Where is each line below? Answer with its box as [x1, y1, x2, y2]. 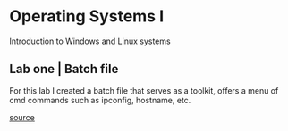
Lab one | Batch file [9, 61, 119, 77]
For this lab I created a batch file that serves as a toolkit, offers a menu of [9, 85, 279, 95]
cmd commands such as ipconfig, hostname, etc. [9, 94, 191, 105]
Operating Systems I [9, 6, 165, 27]
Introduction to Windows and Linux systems [9, 36, 172, 46]
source [9, 111, 36, 122]
